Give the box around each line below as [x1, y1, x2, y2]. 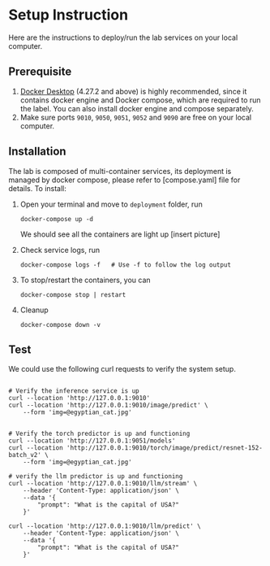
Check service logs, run [19, 245, 101, 255]
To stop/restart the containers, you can [19, 275, 152, 285]
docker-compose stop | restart [19, 290, 126, 298]
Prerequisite [8, 65, 72, 79]
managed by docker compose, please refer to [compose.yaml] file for [8, 175, 241, 185]
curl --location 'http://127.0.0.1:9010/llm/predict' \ [8, 522, 201, 530]
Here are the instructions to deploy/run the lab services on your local [8, 33, 238, 42]
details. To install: [8, 183, 67, 193]
